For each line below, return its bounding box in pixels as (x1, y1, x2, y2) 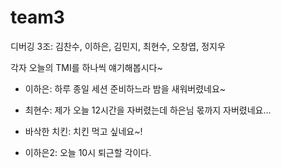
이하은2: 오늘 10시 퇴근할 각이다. (24, 146, 152, 158)
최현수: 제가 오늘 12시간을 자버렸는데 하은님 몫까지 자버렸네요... (24, 104, 272, 116)
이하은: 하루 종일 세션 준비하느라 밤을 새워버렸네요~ (24, 82, 227, 95)
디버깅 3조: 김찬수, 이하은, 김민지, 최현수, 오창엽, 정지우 (10, 40, 226, 52)
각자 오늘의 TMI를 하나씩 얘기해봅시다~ (10, 61, 163, 73)
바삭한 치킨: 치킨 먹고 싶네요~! (24, 125, 143, 137)
